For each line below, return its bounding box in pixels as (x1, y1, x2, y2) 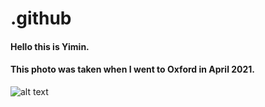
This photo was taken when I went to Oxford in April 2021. (10, 63, 256, 76)
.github (10, 7, 72, 30)
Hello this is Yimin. (10, 40, 90, 52)
